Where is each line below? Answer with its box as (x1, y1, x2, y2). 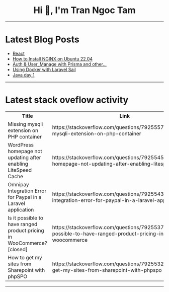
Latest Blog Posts (5, 34, 79, 45)
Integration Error (8, 187, 47, 194)
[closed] (8, 246, 28, 253)
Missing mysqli (8, 120, 43, 127)
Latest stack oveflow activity (5, 94, 129, 106)
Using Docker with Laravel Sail (12, 66, 76, 72)
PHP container (8, 133, 42, 140)
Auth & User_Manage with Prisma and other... (12, 61, 107, 67)
